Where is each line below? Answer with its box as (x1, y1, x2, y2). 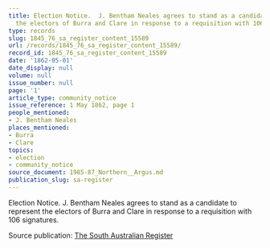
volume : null (8, 71, 52, 79)
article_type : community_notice (8, 94, 117, 102)
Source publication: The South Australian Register (8, 230, 174, 240)
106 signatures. (8, 214, 59, 225)
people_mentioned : (8, 109, 70, 117)
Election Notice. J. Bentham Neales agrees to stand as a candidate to (8, 197, 237, 207)
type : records (8, 26, 56, 35)
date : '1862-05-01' (8, 57, 74, 65)
